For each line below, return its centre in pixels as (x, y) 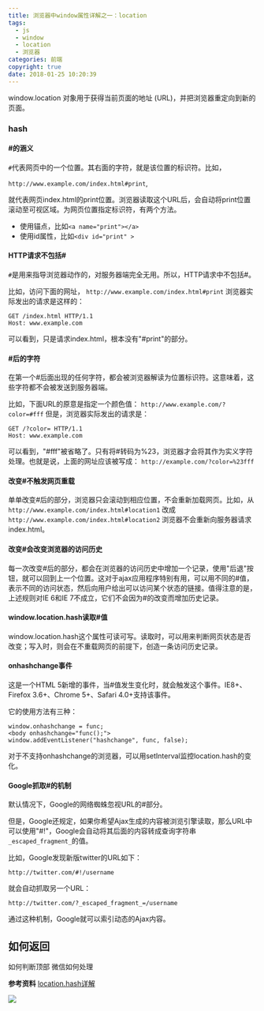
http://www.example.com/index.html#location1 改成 (92, 509)
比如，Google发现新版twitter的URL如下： (75, 858)
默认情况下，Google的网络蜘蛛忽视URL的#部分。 (87, 804)
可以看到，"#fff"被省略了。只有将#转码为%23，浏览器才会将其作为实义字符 (131, 452)
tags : (17, 23)
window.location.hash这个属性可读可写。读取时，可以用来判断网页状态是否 (130, 636)
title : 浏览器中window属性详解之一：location (78, 15)
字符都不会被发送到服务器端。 (63, 387)
